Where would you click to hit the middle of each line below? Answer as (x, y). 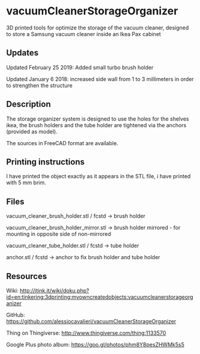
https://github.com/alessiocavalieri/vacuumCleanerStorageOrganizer (91, 321)
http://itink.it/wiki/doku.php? (55, 290)
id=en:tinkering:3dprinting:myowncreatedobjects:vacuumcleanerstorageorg (100, 297)
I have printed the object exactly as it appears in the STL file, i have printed (99, 176)
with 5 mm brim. (26, 183)
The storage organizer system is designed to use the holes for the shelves (98, 119)
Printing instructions (46, 162)
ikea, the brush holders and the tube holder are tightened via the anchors (96, 125)
